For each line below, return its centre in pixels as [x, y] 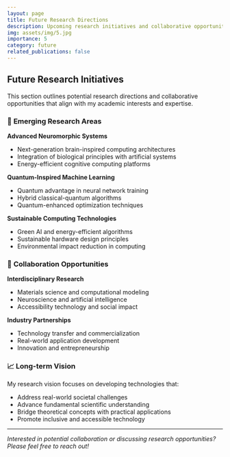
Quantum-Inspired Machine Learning [61, 177]
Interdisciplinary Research [46, 279]
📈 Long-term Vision [41, 366]
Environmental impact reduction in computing [81, 246]
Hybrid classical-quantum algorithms [69, 198]
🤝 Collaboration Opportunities [58, 263]
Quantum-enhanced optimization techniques [80, 205]
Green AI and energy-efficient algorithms [75, 231]
